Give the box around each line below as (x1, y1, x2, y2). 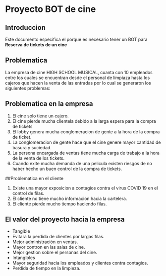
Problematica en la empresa (5, 99, 93, 108)
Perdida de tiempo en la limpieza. (12, 265, 81, 272)
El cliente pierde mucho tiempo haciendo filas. (12, 200, 107, 207)
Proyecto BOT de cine (5, 3, 96, 15)
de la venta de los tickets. (12, 155, 65, 161)
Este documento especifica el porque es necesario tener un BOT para (5, 36, 148, 42)
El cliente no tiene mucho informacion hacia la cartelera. (12, 195, 127, 201)
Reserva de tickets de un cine (5, 42, 67, 48)
